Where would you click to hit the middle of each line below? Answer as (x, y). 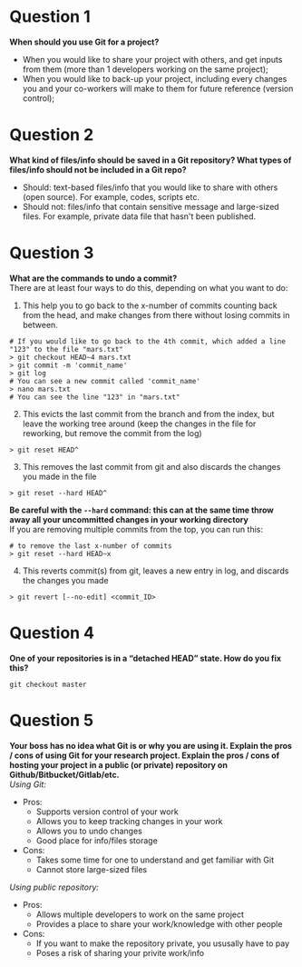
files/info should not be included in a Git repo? (98, 169)
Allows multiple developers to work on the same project (140, 914)
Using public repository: (54, 887)
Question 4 (52, 633)
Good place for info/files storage (97, 840)
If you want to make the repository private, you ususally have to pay (163, 943)
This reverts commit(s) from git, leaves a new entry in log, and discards (156, 571)
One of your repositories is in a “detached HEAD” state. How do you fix (146, 658)
